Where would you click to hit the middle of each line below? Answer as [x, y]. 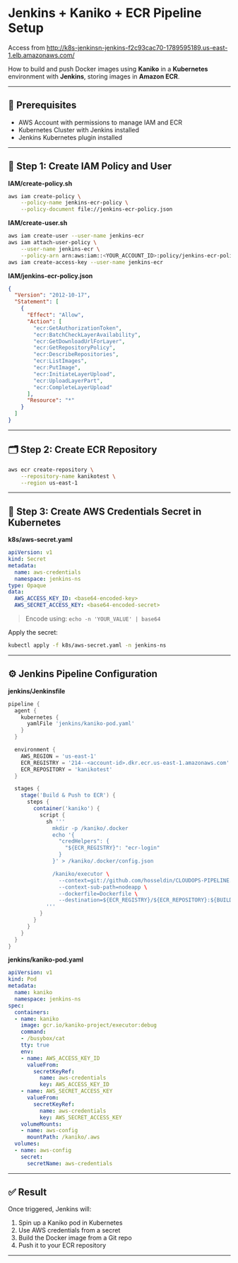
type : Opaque [27, 585]
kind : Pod [23, 979]
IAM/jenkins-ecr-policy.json [50, 276]
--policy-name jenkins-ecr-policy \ [75, 203]
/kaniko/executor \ [81, 874]
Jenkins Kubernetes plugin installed [70, 137]
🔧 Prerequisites [42, 105]
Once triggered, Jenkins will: [50, 1209]
